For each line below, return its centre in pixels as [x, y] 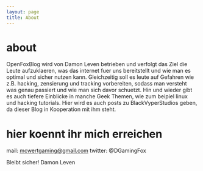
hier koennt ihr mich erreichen [84, 134]
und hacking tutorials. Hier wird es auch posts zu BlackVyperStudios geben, [102, 103]
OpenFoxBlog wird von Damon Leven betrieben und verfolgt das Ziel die [97, 64]
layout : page [23, 12]
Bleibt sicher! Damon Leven [41, 163]
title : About [23, 18]
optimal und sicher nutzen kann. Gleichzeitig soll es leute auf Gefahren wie [100, 77]
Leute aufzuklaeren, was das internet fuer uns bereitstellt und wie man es [98, 71]
